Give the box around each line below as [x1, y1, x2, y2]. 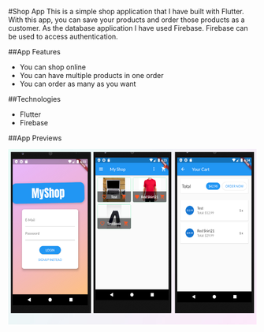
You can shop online [19, 62, 87, 72]
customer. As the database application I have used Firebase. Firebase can [8, 24, 248, 32]
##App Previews [8, 133, 62, 143]
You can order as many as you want [19, 79, 136, 88]
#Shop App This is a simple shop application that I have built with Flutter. [8, 7, 244, 16]
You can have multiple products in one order [19, 71, 164, 80]
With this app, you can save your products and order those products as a [8, 15, 246, 24]
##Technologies [8, 95, 61, 103]
